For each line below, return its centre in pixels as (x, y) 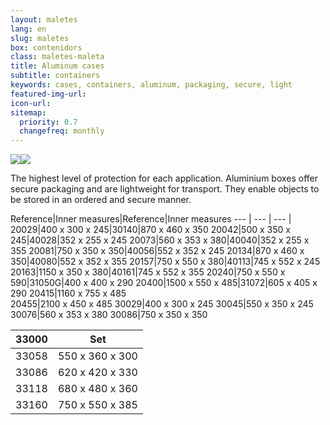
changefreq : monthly (62, 131)
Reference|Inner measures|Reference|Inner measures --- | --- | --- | (151, 219)
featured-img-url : (48, 94)
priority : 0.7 (48, 122)
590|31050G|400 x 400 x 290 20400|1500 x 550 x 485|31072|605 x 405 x (164, 283)
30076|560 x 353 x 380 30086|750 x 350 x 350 (109, 315)
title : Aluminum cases (57, 66)
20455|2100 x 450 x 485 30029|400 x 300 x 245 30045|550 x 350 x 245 (162, 304)
